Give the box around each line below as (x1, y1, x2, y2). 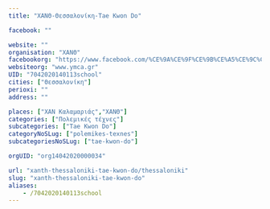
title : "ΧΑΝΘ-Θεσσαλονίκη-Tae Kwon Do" (8, 11, 142, 20)
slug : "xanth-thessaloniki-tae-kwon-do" (8, 174, 146, 182)
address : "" (8, 93, 48, 101)
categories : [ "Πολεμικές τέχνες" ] (8, 115, 125, 123)
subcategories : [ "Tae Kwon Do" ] (8, 122, 117, 131)
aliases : (8, 182, 38, 190)
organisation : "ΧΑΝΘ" (8, 48, 81, 56)
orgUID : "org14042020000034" (8, 152, 106, 160)
